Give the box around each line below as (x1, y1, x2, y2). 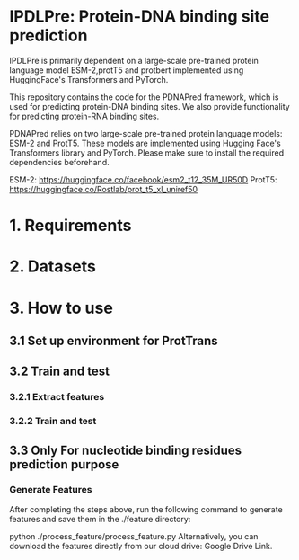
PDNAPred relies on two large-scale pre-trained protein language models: (9, 128, 283, 138)
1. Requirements (9, 216, 132, 236)
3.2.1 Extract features (9, 391, 105, 404)
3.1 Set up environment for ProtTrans (9, 333, 218, 348)
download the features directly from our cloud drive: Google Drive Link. (9, 540, 273, 551)
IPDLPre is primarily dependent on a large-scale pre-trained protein (9, 55, 259, 66)
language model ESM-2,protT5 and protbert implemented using (9, 65, 244, 76)
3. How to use (9, 298, 114, 318)
